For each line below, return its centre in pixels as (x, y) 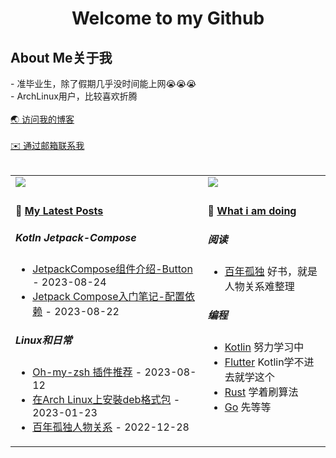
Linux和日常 (44, 340)
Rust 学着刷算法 (261, 392)
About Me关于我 (61, 57)
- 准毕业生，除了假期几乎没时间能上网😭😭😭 (103, 83)
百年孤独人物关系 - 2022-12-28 (111, 427)
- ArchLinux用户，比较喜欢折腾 (74, 96)
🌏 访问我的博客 (42, 119)
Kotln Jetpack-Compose (76, 237)
